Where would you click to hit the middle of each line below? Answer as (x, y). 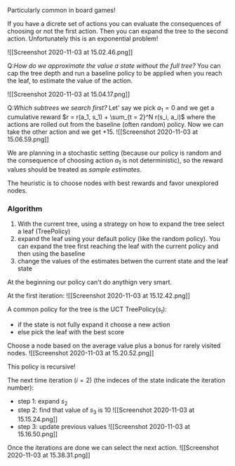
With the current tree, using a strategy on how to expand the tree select (121, 224)
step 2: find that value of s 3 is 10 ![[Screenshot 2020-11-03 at (106, 411)
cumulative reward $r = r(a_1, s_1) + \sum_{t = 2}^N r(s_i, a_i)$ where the (112, 117)
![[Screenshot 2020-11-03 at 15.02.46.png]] (70, 52)
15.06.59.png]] (28, 139)
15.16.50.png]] (38, 434)
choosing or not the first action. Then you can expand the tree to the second (117, 31)
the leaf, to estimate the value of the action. (70, 81)
